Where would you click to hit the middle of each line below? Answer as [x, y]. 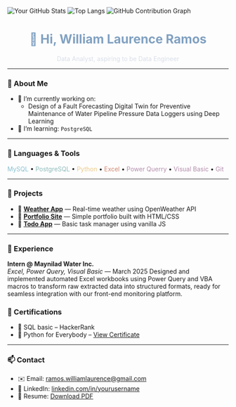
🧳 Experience [31, 248]
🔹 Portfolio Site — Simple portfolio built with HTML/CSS [98, 216]
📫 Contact [26, 360]
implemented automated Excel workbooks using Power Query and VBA [110, 279]
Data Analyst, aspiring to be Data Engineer [118, 58]
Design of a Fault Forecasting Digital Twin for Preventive [109, 106]
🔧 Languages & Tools [44, 153]
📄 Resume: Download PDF [55, 396]
